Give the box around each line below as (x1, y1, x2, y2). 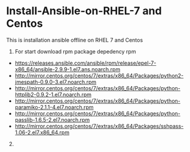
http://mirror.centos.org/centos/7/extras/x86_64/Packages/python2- (14, 72, 184, 79)
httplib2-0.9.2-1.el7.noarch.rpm (14, 91, 91, 98)
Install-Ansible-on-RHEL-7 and (6, 4, 163, 18)
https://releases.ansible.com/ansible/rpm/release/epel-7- (14, 59, 157, 66)
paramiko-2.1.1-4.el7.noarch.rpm (14, 103, 94, 110)
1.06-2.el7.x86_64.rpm (14, 129, 70, 136)
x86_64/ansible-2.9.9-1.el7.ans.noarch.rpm (14, 65, 121, 72)
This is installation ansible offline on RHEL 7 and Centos (6, 36, 143, 43)
